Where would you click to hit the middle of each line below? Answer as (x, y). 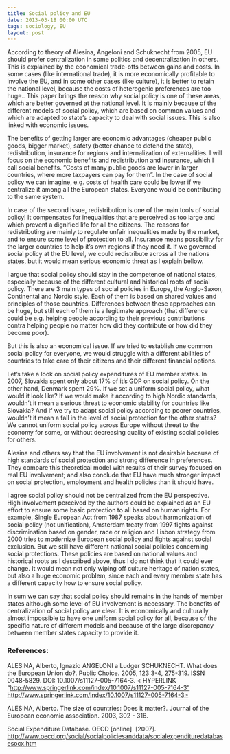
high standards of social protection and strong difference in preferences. (110, 460)
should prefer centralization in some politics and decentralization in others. (113, 60)
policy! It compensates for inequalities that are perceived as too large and (111, 218)
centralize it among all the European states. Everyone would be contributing (114, 190)
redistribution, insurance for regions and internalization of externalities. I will (115, 153)
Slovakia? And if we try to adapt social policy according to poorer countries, (114, 411)
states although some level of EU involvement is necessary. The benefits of (114, 604)
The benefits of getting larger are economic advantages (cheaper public (109, 139)
